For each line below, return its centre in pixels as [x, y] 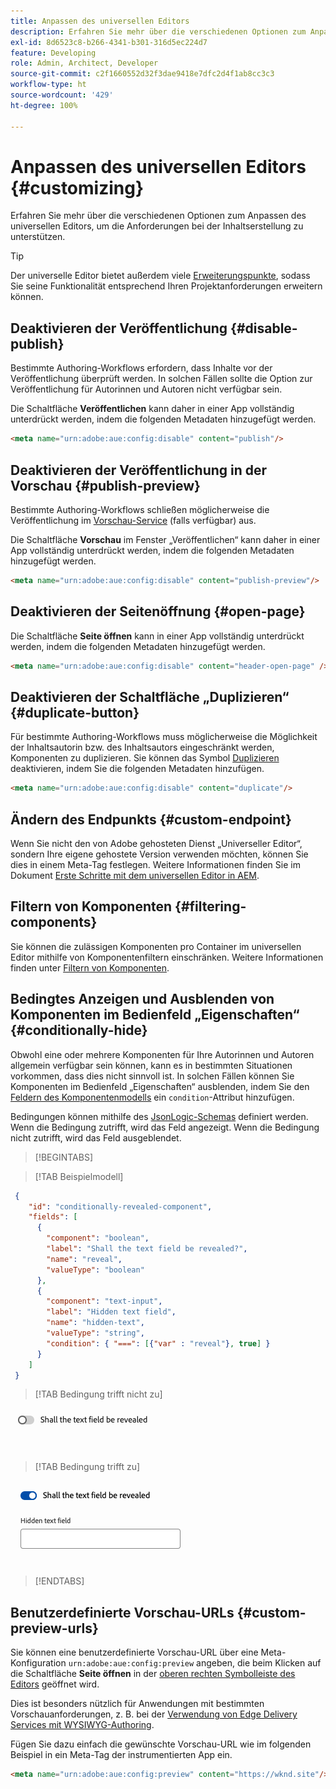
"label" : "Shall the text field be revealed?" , [147, 1249]
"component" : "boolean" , [98, 1238]
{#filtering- [210, 906]
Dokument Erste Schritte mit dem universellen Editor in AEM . [135, 875]
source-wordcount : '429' [62, 95]
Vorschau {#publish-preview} [105, 485]
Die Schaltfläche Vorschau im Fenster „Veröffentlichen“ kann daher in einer [165, 539]
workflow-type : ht [48, 85]
